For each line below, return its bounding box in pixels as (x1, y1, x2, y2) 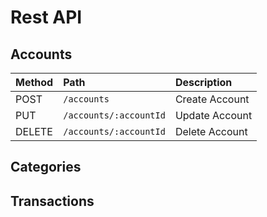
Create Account (174, 92, 250, 106)
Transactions (10, 192, 95, 210)
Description (174, 76, 233, 89)
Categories (10, 159, 82, 176)
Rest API (10, 6, 83, 29)
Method (15, 76, 54, 89)
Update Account (174, 109, 253, 122)
